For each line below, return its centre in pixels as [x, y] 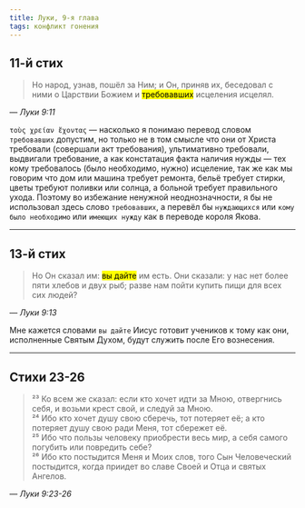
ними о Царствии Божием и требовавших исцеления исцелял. [152, 95]
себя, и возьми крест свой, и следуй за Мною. [122, 408]
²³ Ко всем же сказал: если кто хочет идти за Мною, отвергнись [157, 398]
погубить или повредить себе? [92, 447]
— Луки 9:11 [33, 112]
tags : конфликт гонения [54, 26]
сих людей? [54, 295]
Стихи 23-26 [47, 377]
